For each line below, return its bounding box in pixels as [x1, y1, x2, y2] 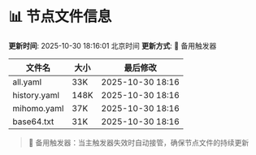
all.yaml [12, 76, 42, 88]
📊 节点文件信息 [8, 7, 112, 26]
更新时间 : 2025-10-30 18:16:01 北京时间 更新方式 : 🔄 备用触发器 [8, 41, 217, 50]
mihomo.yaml [12, 102, 64, 114]
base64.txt [12, 115, 54, 127]
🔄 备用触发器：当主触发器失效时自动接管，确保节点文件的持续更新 [28, 137, 249, 147]
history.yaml [12, 89, 59, 101]
